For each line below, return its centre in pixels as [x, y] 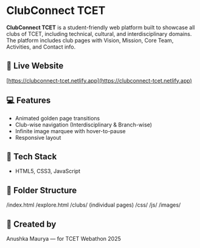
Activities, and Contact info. [41, 47]
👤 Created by [31, 224]
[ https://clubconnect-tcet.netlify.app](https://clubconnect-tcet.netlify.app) [99, 80]
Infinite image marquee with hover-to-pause [70, 131]
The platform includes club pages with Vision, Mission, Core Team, [90, 40]
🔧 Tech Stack [32, 157]
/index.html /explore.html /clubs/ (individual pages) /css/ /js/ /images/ [94, 205]
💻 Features [29, 101]
